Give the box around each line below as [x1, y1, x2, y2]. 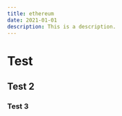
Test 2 [7, 81, 35, 92]
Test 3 [7, 101, 29, 111]
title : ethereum [7, 10, 54, 17]
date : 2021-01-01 [7, 17, 58, 24]
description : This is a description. [7, 23, 116, 30]
